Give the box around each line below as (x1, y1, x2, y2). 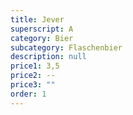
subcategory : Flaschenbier (10, 42, 123, 53)
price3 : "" (10, 80, 56, 90)
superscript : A (10, 24, 74, 34)
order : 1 (10, 89, 47, 99)
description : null (10, 52, 87, 62)
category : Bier (10, 33, 74, 43)
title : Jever (10, 14, 65, 25)
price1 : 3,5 (10, 61, 60, 71)
